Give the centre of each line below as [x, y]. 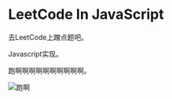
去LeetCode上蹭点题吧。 [48, 37]
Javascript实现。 [35, 53]
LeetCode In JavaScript [86, 15]
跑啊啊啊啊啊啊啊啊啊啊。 [49, 70]
